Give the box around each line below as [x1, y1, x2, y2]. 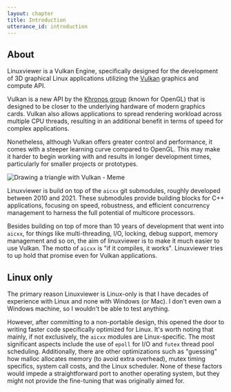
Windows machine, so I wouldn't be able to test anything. [7, 305, 170, 312]
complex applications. [7, 124, 70, 133]
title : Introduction [7, 17, 67, 24]
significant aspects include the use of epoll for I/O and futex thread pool [7, 340, 214, 348]
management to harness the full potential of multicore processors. [7, 209, 195, 217]
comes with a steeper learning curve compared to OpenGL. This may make [7, 145, 221, 153]
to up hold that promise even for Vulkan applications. [7, 252, 157, 260]
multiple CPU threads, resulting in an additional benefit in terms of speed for [7, 117, 224, 125]
